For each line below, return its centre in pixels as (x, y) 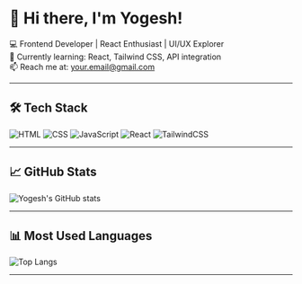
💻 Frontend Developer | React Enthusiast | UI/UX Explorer (117, 43)
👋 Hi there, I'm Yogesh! (96, 18)
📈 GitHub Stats (53, 172)
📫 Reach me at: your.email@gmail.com (82, 67)
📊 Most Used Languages (81, 236)
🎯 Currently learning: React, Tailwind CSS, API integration (115, 57)
